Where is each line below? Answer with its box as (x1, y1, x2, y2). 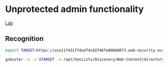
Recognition (5, 34, 44, 43)
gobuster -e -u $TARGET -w (5, 56, 61, 62)
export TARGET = (5, 47, 37, 53)
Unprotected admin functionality (5, 3, 144, 15)
